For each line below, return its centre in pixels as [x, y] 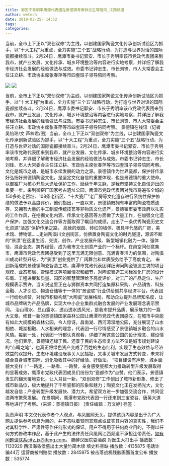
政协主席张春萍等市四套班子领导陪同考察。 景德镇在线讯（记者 [96, 127]
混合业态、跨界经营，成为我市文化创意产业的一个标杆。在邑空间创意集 [87, 247]
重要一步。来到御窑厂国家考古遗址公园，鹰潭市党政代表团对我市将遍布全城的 [84, 190]
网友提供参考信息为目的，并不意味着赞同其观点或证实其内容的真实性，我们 [82, 421]
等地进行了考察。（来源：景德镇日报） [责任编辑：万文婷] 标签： [71, 404]
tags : [11, 24]
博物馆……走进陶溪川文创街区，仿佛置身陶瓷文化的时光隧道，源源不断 [91, 234]
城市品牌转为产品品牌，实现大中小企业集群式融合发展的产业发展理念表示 [80, 303]
